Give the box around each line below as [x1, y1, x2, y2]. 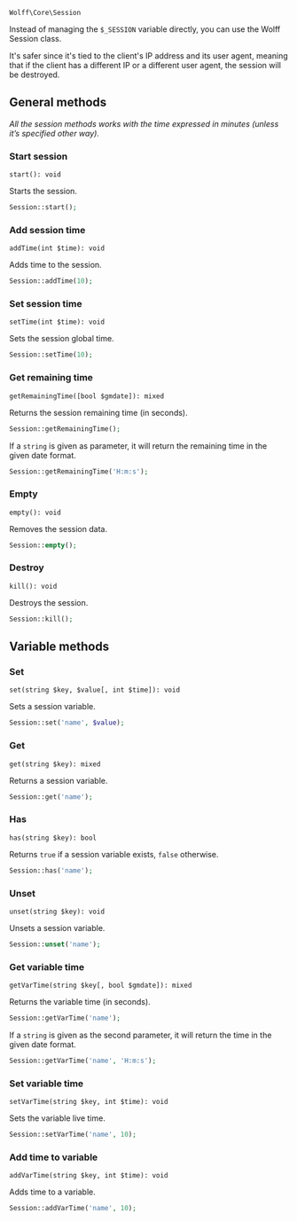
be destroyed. [9, 69, 60, 80]
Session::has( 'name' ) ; [9, 865, 93, 875]
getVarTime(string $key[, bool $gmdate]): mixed [9, 981, 192, 990]
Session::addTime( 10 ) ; [9, 277, 93, 286]
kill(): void [9, 582, 58, 591]
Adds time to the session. [9, 260, 102, 270]
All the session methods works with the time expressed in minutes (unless [9, 118, 279, 129]
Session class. [9, 34, 62, 43]
